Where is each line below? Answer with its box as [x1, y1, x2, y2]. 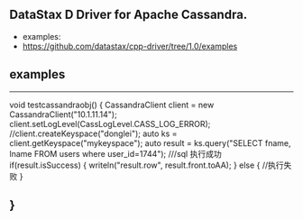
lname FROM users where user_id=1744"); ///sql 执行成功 [9, 148, 223, 159]
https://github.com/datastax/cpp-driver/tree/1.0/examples [22, 41, 238, 51]
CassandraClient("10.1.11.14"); [9, 108, 117, 120]
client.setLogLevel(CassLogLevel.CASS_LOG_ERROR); [9, 118, 211, 129]
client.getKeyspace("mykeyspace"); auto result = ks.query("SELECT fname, [9, 137, 291, 148]
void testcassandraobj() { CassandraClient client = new [9, 99, 215, 110]
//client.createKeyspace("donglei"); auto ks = [9, 128, 178, 139]
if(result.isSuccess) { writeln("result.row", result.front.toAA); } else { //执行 [9, 160, 284, 170]
